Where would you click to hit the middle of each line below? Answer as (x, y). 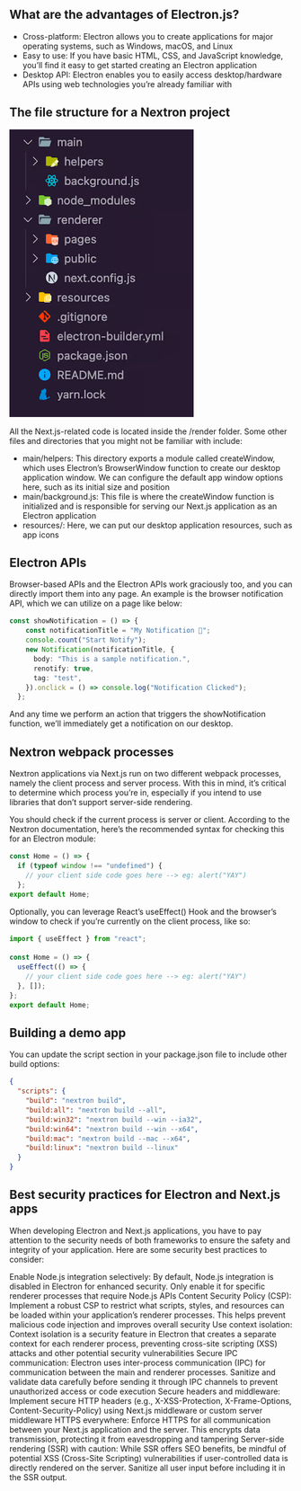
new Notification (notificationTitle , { (100, 650)
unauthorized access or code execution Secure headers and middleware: (145, 1391)
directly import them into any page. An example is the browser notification (146, 594)
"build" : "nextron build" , (76, 1101)
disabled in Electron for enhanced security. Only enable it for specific (137, 1286)
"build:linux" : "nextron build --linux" (102, 1148)
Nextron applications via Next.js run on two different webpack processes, (145, 774)
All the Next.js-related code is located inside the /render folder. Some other (148, 431)
